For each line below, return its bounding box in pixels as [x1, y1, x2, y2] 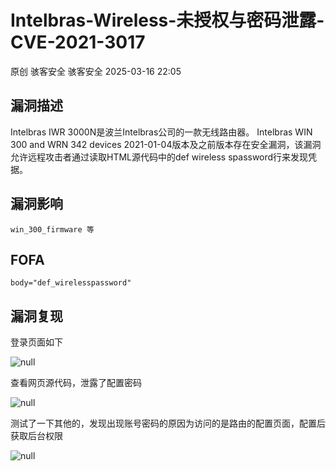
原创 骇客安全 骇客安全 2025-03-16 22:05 [10, 65, 182, 77]
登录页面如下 [10, 336, 63, 348]
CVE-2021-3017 [10, 31, 146, 54]
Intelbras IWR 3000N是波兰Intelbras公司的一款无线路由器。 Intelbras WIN [10, 126, 313, 138]
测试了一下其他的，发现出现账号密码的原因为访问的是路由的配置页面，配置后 [10, 417, 326, 430]
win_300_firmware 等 [10, 224, 95, 235]
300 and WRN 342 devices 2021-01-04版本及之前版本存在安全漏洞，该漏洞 [10, 138, 322, 150]
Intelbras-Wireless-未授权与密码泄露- [10, 9, 325, 32]
